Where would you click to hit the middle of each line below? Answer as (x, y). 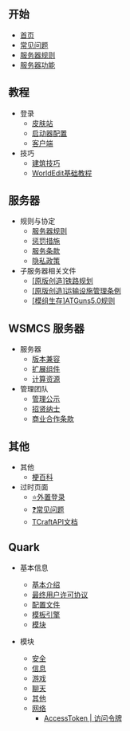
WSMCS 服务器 (47, 328)
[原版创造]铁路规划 (62, 281)
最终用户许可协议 (60, 594)
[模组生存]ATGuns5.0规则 (73, 301)
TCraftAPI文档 (55, 522)
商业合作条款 (53, 419)
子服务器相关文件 (48, 271)
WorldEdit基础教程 (62, 173)
